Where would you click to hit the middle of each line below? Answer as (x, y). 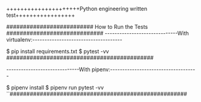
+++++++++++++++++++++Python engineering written (77, 9)
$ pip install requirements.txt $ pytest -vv (58, 51)
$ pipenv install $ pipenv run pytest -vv (55, 88)
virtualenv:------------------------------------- (64, 40)
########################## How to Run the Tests (77, 27)
